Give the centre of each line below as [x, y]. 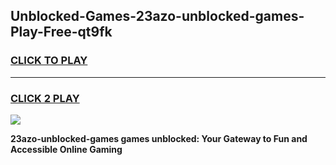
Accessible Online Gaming [66, 149]
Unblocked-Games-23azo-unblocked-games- [157, 16]
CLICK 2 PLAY [45, 98]
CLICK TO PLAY [49, 61]
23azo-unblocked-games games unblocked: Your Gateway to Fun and [159, 138]
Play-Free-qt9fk [61, 32]
